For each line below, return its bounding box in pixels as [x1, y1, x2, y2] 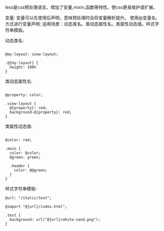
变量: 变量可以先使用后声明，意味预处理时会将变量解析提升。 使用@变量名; [5, 15, 157, 21]
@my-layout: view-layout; [5, 52, 58, 57]
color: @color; [9, 151, 41, 155]
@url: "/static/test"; [5, 195, 52, 200]
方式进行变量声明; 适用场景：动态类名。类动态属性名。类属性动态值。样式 [5, 21, 155, 27]
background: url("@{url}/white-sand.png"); [9, 217, 100, 222]
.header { [9, 163, 30, 168]
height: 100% [9, 65, 37, 70]
